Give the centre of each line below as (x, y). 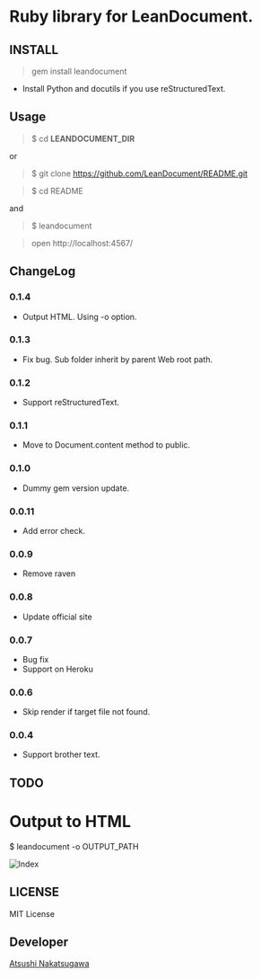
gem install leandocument (79, 71)
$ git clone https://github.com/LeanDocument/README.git (139, 173)
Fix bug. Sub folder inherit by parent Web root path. (117, 359)
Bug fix (35, 659)
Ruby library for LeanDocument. (131, 17)
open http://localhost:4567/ (82, 243)
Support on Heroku (58, 669)
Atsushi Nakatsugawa (49, 964)
